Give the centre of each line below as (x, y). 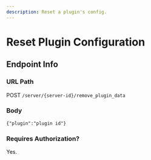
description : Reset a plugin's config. (57, 12)
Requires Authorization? (43, 139)
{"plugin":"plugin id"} (36, 123)
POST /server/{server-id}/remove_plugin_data (66, 95)
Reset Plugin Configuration (76, 42)
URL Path (20, 82)
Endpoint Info (32, 64)
